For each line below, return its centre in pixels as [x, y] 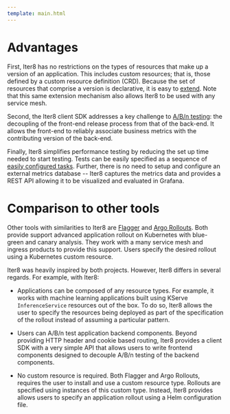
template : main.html [37, 13]
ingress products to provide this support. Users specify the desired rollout [112, 249]
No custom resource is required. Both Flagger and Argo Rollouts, [108, 376]
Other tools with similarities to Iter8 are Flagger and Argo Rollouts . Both [107, 227]
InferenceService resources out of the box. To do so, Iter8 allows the [115, 305]
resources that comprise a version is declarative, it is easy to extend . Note [112, 88]
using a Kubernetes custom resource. [60, 256]
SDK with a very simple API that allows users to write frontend [105, 347]
